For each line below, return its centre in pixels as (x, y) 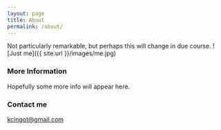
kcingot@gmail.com (36, 119)
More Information (37, 71)
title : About (26, 20)
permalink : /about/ (35, 26)
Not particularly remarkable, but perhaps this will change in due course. (109, 46)
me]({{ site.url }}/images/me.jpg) (69, 53)
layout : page (26, 13)
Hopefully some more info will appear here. (68, 86)
